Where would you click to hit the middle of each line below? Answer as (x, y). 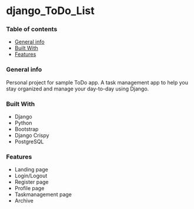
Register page (31, 182)
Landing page (31, 170)
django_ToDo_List (51, 11)
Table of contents (32, 29)
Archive (24, 201)
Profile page (29, 188)
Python (23, 123)
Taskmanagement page (43, 194)
